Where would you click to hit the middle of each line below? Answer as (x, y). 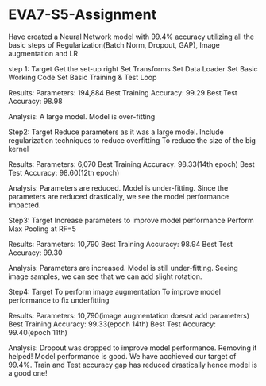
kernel (19, 149)
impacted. (25, 205)
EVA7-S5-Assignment (83, 15)
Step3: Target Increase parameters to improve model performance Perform (131, 220)
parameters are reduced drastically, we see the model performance (119, 196)
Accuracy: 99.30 (35, 253)
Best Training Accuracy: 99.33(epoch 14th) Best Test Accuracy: (112, 324)
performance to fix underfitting (59, 300)
